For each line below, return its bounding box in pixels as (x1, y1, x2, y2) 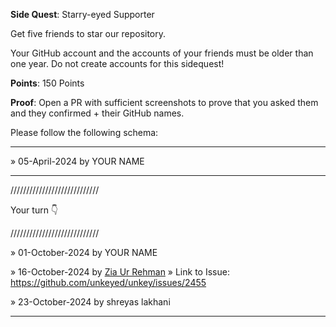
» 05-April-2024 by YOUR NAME (10, 155, 145, 167)
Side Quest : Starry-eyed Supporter (10, 9, 155, 20)
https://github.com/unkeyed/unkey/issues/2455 (10, 277, 207, 288)
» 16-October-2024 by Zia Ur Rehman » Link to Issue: (10, 266, 230, 278)
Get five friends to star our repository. (10, 28, 167, 39)
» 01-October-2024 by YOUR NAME (10, 247, 158, 258)
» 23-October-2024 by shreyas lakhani (10, 296, 171, 308)
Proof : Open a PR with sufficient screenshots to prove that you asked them (10, 97, 319, 108)
